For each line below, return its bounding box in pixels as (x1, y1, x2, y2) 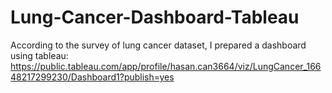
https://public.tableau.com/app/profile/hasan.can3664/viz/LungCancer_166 (10, 60, 322, 72)
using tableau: (10, 49, 69, 61)
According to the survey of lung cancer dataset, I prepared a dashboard (10, 39, 307, 51)
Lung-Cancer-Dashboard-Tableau (10, 6, 300, 29)
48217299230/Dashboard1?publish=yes (10, 71, 175, 83)
